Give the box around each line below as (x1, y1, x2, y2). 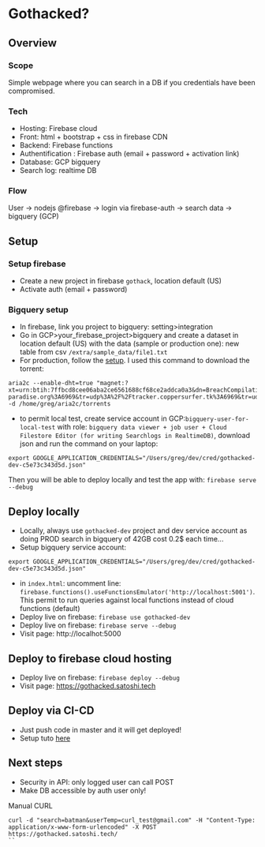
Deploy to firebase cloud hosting (8, 652, 172, 665)
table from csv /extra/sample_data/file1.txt (19, 347, 168, 357)
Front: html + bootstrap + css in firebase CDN (19, 132, 168, 142)
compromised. (8, 86, 55, 96)
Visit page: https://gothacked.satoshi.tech (19, 681, 156, 691)
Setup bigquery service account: (19, 542, 126, 553)
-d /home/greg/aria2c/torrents (8, 400, 111, 408)
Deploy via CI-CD (8, 704, 95, 718)
